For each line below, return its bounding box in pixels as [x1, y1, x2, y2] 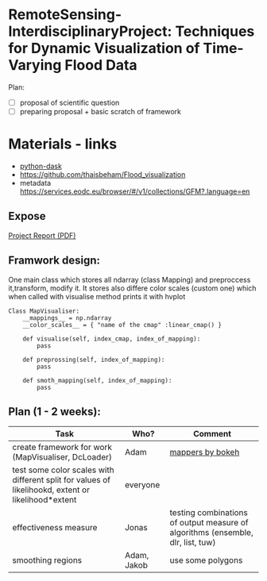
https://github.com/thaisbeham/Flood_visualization [19, 170, 186, 179]
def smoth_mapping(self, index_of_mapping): [22, 376, 172, 384]
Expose [8, 210, 46, 223]
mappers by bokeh [169, 447, 240, 458]
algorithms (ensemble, [169, 527, 253, 538]
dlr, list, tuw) [169, 537, 216, 548]
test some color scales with [12, 464, 114, 475]
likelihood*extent [12, 494, 77, 506]
